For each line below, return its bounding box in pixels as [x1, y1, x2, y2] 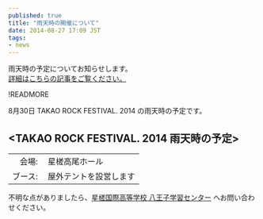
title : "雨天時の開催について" [8, 19, 100, 27]
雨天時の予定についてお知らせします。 [8, 64, 132, 74]
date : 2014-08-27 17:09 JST [8, 26, 101, 34]
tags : [8, 33, 26, 42]
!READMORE [8, 90, 49, 99]
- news [8, 41, 30, 49]
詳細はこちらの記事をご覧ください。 [8, 74, 127, 83]
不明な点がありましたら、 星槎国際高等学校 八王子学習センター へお [8, 192, 227, 202]
